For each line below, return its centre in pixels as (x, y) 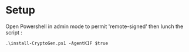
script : (14, 32)
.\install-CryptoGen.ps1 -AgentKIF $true (57, 43)
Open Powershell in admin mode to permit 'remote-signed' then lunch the (95, 26)
